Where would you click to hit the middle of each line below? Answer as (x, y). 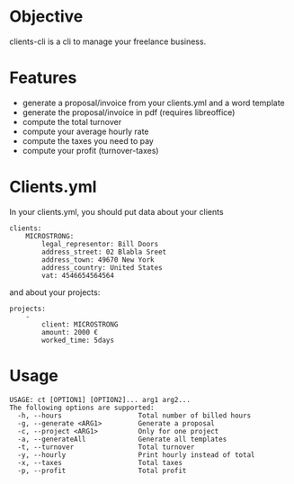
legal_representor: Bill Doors (100, 244)
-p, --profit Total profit (102, 471)
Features (43, 78)
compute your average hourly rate (85, 131)
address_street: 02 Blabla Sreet (104, 252)
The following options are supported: (82, 408)
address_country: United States (102, 267)
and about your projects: (55, 292)
